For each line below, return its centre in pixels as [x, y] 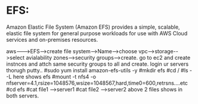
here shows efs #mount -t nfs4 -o [55, 77]
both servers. [23, 96]
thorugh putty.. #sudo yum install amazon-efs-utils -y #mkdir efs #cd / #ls [97, 70]
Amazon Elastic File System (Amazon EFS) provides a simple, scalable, [93, 27]
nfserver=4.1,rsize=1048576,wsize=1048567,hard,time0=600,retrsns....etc [97, 83]
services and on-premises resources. [52, 39]
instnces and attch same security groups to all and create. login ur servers [98, 64]
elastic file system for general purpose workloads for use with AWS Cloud [97, 33]
